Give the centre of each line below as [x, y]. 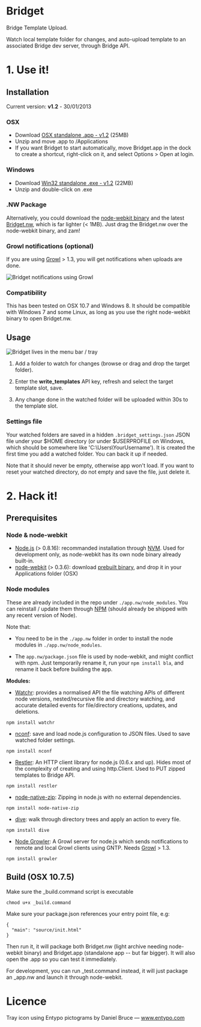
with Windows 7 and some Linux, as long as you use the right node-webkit [98, 312]
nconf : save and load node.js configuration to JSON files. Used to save [103, 733]
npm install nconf [29, 751]
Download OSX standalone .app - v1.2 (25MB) [72, 135]
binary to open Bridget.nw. [39, 319]
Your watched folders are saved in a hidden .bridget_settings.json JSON [98, 435]
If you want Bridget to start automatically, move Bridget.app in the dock [103, 148]
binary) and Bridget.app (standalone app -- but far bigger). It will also [109, 953]
